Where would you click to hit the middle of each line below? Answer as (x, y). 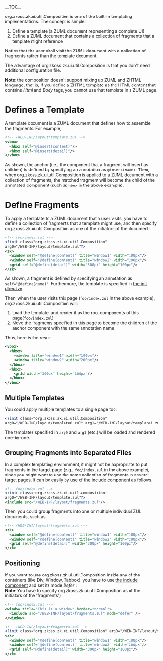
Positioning (23, 563)
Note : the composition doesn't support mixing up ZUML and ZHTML (73, 80)
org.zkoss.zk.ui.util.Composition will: (41, 304)
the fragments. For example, (33, 128)
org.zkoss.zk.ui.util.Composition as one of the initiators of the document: (78, 229)
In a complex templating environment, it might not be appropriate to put (76, 464)
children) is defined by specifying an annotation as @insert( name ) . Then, (77, 170)
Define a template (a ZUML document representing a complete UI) (78, 31)
